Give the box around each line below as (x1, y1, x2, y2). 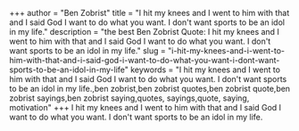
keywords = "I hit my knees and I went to (130, 64, 281, 75)
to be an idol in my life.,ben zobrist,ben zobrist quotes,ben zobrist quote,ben (9, 84, 291, 94)
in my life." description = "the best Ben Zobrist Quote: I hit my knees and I (9, 27, 279, 37)
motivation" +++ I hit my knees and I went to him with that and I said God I (9, 102, 282, 112)
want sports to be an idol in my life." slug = (9, 45, 167, 56)
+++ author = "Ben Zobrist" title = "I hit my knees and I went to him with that (9, 8, 290, 18)
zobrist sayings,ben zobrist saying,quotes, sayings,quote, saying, (9, 93, 250, 103)
